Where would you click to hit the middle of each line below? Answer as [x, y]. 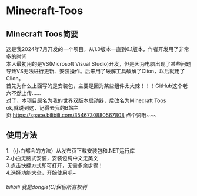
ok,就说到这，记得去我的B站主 [43, 108]
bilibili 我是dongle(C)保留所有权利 [46, 187]
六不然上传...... [24, 93]
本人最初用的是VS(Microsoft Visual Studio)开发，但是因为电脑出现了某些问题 [99, 64]
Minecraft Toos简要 [42, 34]
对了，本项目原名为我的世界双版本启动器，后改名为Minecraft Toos [86, 100]
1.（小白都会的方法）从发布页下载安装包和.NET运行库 [71, 150]
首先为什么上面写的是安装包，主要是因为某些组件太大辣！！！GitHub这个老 [97, 86]
